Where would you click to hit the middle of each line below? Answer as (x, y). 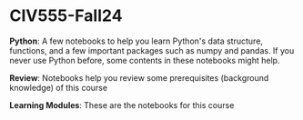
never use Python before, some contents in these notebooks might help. (145, 60)
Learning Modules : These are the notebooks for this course (122, 105)
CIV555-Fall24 (66, 16)
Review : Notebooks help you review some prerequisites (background (139, 77)
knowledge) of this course (58, 87)
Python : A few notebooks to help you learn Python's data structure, (136, 41)
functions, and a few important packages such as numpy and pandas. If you (152, 50)
